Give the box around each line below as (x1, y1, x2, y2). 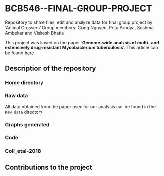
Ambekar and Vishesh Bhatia (5, 30, 64, 36)
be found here (5, 50, 34, 56)
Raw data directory (5, 109, 43, 115)
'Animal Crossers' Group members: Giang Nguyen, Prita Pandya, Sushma (5, 24, 154, 30)
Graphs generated (5, 121, 50, 128)
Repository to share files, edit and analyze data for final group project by (5, 19, 153, 25)
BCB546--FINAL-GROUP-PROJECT (5, 3, 152, 14)
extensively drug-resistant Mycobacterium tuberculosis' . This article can (5, 44, 158, 50)
